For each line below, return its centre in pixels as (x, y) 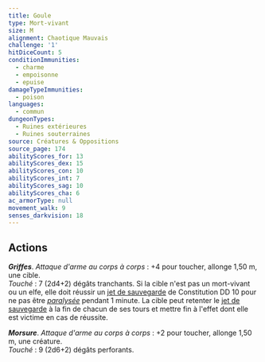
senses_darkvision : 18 (46, 216)
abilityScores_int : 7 (44, 179)
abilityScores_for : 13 (46, 156)
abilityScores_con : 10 (46, 171)
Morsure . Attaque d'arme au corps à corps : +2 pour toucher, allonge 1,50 (130, 333)
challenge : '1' (33, 45)
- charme (30, 68)
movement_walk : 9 (37, 208)
